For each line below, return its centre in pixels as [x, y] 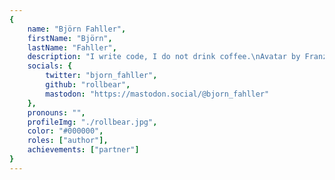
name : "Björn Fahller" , [77, 29]
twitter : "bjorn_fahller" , [101, 76]
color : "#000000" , [65, 131]
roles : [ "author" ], [68, 141]
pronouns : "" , [56, 112]
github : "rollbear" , [88, 85]
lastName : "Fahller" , [72, 47]
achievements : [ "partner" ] [83, 150]
